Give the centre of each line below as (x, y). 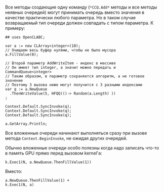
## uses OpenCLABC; (25, 37)
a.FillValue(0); (22, 54)
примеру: (15, 28)
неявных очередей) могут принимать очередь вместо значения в (75, 12)
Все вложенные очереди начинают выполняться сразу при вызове (76, 133)
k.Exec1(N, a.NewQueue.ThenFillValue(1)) (48, 162)
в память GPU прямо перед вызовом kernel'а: (54, 153)
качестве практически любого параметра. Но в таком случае (70, 18)
